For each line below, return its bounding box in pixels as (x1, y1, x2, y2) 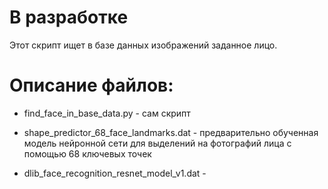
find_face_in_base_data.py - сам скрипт (23, 107, 191, 119)
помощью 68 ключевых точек (23, 147, 152, 160)
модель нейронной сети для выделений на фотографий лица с (23, 137, 292, 149)
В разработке (9, 6, 129, 29)
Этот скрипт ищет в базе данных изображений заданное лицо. (9, 39, 278, 51)
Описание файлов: (9, 74, 174, 97)
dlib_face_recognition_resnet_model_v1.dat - (23, 167, 207, 179)
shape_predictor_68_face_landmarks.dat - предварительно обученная (23, 126, 319, 138)
